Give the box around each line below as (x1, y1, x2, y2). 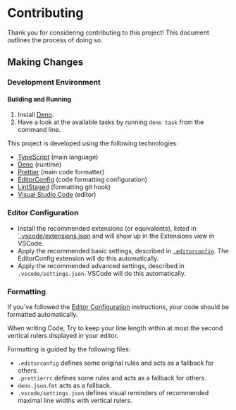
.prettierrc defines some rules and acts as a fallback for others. (17, 374, 206, 382)
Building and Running (7, 95, 72, 103)
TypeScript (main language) (17, 153, 99, 162)
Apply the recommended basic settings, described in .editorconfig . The (17, 246, 229, 255)
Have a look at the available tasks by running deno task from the (17, 118, 204, 126)
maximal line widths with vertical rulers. (17, 397, 132, 405)
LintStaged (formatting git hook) (17, 183, 111, 191)
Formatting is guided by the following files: (7, 345, 131, 354)
